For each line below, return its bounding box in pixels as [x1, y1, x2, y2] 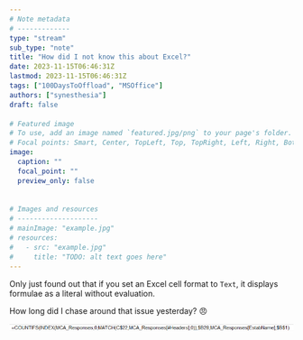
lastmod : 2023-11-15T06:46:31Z [9, 72, 127, 81]
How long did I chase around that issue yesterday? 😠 [9, 305, 208, 316]
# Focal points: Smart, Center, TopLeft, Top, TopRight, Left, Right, [9, 138, 280, 148]
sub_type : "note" [9, 43, 75, 52]
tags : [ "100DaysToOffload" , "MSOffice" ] [9, 81, 164, 90]
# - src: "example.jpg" [9, 243, 106, 252]
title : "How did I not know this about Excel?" [9, 52, 192, 62]
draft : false [9, 100, 59, 109]
